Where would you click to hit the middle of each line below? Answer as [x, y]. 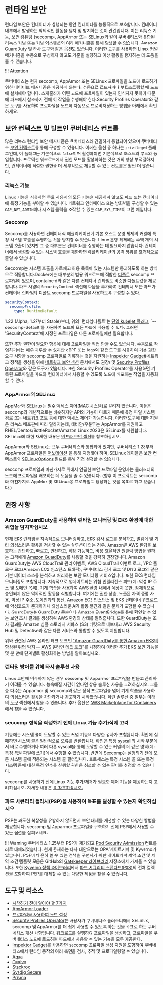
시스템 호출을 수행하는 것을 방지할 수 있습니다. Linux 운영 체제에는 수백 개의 [81, 240]
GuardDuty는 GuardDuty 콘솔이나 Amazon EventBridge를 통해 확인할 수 [81, 612]
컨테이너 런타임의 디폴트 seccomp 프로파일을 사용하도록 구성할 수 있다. [73, 293]
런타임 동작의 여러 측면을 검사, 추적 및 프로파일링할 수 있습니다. [89, 951]
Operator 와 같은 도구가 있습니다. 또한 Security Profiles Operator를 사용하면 [78, 368]
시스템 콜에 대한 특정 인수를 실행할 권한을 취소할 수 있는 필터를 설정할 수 [73, 765]
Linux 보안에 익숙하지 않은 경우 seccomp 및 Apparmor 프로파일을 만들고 [74, 679]
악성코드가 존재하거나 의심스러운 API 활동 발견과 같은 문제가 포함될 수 [76, 606]
